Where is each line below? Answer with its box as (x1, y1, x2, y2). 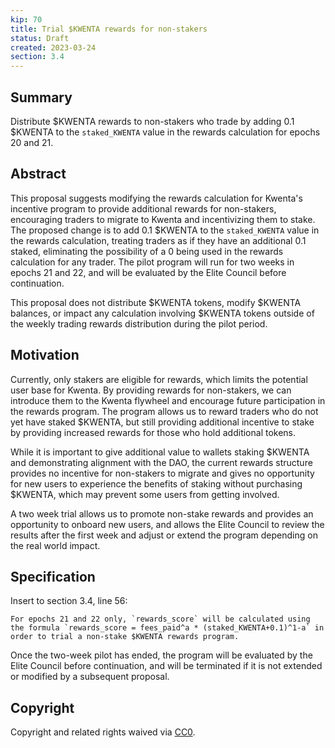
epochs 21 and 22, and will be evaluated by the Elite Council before (10, 266, 287, 278)
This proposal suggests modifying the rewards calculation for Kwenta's (10, 192, 303, 204)
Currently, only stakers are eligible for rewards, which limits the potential (10, 373, 308, 385)
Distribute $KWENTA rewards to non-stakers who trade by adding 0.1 (10, 115, 295, 127)
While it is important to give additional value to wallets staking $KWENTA (10, 446, 310, 458)
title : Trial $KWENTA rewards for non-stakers (10, 24, 208, 34)
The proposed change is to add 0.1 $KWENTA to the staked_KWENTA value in (10, 224, 320, 236)
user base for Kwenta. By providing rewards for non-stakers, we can (10, 384, 292, 396)
